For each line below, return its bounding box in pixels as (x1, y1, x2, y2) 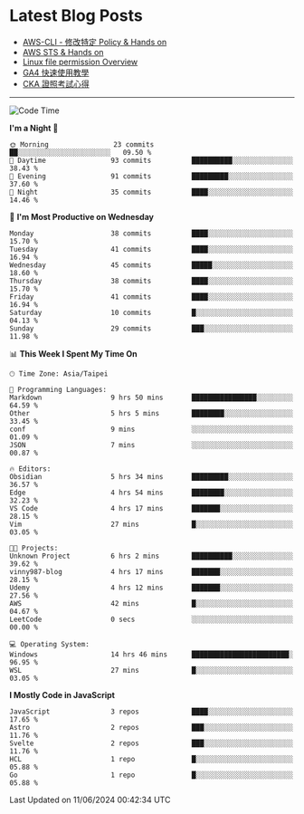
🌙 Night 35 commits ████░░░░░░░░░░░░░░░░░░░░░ (9, 187, 294, 196)
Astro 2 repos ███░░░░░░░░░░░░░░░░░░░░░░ (9, 723, 294, 732)
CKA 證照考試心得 (22, 78, 90, 89)
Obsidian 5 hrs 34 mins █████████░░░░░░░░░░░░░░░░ (9, 472, 294, 481)
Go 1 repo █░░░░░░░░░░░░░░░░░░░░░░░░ (9, 771, 294, 780)
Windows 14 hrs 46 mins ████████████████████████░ (9, 649, 294, 659)
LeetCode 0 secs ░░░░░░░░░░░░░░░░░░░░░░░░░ (9, 615, 294, 624)
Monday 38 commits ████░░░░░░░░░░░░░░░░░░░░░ (9, 228, 294, 238)
